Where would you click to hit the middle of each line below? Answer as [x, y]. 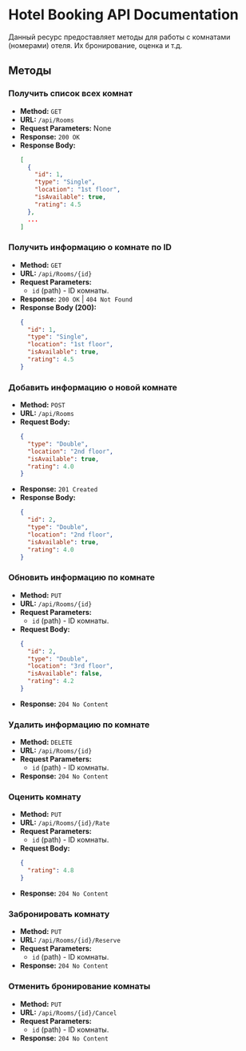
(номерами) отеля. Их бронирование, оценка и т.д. [95, 45]
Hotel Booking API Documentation [124, 15]
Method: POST [42, 405]
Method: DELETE [46, 742]
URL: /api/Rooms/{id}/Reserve [70, 940]
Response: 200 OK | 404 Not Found [76, 299]
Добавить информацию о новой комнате [93, 387]
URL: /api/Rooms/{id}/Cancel [68, 1013]
